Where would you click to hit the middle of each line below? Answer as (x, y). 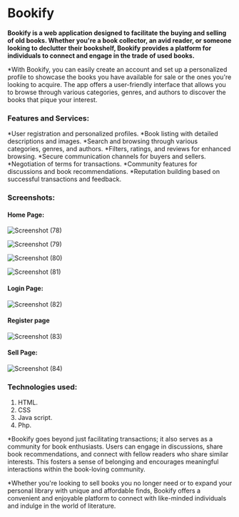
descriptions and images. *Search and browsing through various (103, 141)
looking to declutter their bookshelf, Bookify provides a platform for (110, 48)
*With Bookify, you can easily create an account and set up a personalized (117, 69)
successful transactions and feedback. (65, 179)
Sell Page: (22, 353)
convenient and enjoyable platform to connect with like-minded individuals (117, 498)
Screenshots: (31, 198)
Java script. (35, 418)
